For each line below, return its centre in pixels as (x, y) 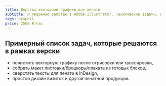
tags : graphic (20, 19)
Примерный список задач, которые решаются (81, 43)
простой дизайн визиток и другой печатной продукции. (71, 79)
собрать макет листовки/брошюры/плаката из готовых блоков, (79, 68)
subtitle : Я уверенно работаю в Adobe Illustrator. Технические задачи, (82, 14)
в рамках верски (33, 51)
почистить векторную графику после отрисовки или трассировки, (83, 63)
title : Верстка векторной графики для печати (53, 10)
